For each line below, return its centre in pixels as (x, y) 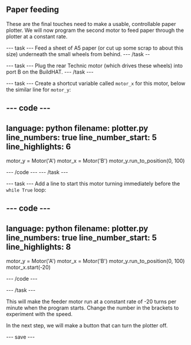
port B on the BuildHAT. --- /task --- (50, 72)
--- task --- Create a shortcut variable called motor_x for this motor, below (96, 83)
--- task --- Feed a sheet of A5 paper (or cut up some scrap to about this (95, 48)
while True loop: (26, 190)
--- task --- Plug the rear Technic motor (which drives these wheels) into (95, 65)
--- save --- (21, 337)
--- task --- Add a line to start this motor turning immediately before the (93, 184)
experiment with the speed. (39, 314)
